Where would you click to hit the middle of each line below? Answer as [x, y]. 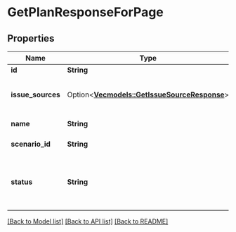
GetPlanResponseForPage [85, 12]
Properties [31, 38]
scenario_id [31, 144]
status [22, 182]
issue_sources [36, 94]
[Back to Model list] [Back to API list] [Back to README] [88, 221]
